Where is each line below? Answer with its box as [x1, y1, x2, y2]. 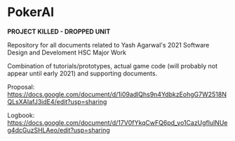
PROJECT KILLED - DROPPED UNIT [7, 27, 111, 36]
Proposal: [7, 82, 35, 91]
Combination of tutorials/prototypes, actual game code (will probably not [7, 61, 218, 70]
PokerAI [7, 4, 55, 20]
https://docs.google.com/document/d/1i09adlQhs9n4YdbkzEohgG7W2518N [7, 90, 227, 98]
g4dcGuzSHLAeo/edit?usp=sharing [7, 126, 110, 134]
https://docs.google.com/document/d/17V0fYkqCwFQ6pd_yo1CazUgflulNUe [7, 118, 228, 126]
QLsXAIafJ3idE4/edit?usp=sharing [7, 97, 107, 105]
